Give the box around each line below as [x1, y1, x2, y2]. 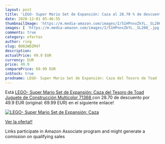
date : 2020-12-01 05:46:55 [5, 16, 60, 21]
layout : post [5, 7, 32, 12]
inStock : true [5, 71, 34, 76]
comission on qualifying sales [5, 133, 65, 139]
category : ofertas [5, 35, 43, 40]
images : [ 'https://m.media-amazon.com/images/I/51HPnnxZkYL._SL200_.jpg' [5, 26, 162, 30]
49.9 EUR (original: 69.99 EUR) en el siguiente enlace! [5, 99, 114, 106]
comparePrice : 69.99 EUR [5, 67, 56, 72]
